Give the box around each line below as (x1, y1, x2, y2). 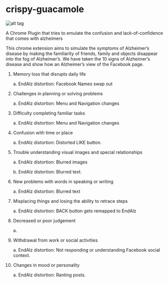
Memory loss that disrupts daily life (13, 71, 86, 77)
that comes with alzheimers (6, 35, 63, 41)
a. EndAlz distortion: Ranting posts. (13, 271, 86, 278)
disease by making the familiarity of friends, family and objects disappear (6, 50, 158, 56)
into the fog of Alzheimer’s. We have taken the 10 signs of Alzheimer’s (6, 55, 150, 62)
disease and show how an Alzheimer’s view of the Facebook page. (6, 61, 144, 67)
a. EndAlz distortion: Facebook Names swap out (13, 81, 113, 87)
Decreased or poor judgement (13, 217, 76, 223)
